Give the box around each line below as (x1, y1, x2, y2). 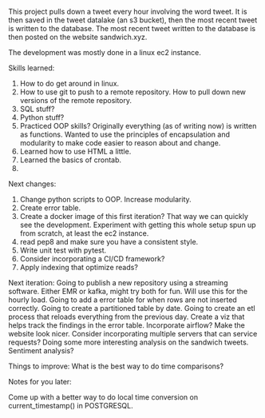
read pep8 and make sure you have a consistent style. (19, 237, 199, 246)
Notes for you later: (8, 377, 72, 386)
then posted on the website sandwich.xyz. (8, 32, 148, 42)
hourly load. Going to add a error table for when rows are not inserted (8, 295, 237, 305)
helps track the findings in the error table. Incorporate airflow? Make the (8, 320, 246, 330)
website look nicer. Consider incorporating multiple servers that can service (8, 329, 258, 338)
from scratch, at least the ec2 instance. (19, 229, 149, 238)
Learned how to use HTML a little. (19, 147, 132, 156)
